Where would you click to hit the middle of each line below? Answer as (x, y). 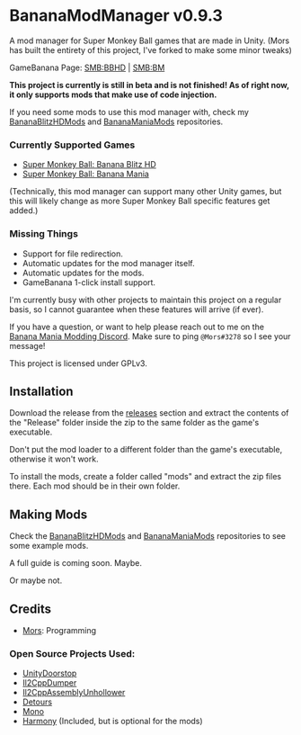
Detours (37, 702)
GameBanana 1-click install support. (89, 282)
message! (27, 345)
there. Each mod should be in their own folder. (95, 486)
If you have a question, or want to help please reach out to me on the (137, 327)
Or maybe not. (36, 580)
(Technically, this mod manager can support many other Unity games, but (146, 192)
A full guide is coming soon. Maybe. (75, 563)
